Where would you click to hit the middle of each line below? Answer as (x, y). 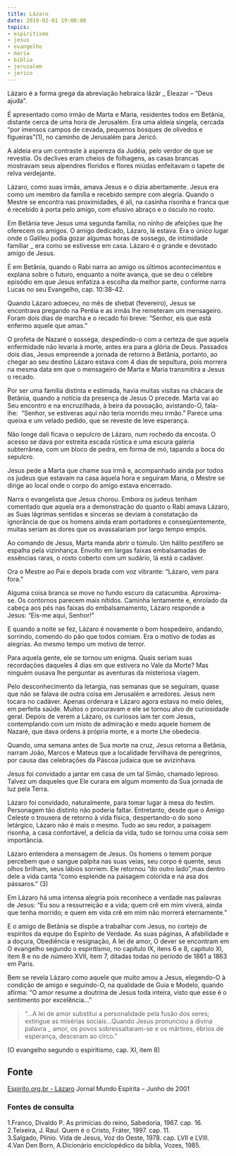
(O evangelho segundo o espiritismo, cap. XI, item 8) (84, 1049)
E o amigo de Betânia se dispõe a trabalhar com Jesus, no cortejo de (107, 926)
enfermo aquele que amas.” (48, 325)
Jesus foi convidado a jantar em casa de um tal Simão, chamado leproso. (113, 774)
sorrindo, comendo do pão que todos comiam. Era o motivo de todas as (112, 636)
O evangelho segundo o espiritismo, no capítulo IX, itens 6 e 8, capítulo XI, (116, 948)
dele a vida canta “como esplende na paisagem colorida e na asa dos (108, 876)
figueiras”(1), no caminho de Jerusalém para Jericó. (83, 137)
